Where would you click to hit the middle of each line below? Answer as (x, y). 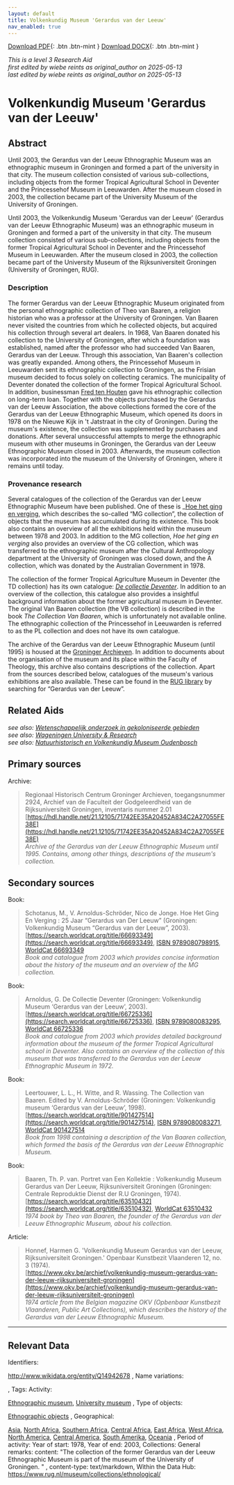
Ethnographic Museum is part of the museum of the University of (101, 1459)
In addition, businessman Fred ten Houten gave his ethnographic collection (115, 391)
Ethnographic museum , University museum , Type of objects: (95, 1403)
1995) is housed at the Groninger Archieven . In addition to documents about (116, 651)
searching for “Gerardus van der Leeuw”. (67, 689)
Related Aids (36, 711)
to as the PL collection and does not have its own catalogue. (94, 630)
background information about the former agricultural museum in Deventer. (115, 601)
